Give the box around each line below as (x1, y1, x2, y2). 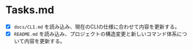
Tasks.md (5, 3, 55, 17)
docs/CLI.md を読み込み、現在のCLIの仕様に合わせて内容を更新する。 (13, 23, 180, 30)
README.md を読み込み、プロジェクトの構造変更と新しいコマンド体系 (13, 30, 177, 37)
